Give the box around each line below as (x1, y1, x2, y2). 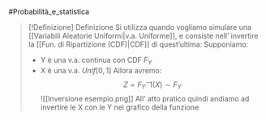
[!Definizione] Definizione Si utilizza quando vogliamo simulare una (28, 23, 252, 31)
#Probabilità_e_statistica (8, 7, 90, 16)
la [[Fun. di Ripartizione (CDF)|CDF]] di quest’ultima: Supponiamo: (28, 39, 249, 49)
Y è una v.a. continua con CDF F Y (40, 56, 152, 67)
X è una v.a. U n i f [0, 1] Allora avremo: (40, 65, 162, 75)
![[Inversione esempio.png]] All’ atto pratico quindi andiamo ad (40, 94, 250, 104)
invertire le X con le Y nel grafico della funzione (40, 102, 199, 112)
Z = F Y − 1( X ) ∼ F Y (122, 78, 182, 91)
